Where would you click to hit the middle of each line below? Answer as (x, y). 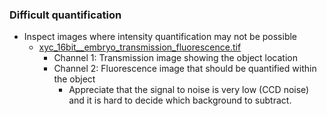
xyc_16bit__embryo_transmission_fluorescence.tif (140, 47)
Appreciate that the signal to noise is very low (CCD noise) (189, 90)
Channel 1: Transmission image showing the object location (175, 58)
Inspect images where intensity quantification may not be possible (160, 37)
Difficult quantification (65, 15)
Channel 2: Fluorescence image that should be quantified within (185, 69)
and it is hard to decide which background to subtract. (180, 100)
